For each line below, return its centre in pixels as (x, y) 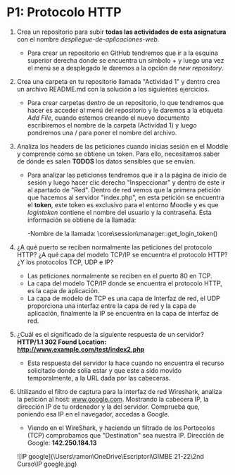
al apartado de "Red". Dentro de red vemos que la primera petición (124, 190)
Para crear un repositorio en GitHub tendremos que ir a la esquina (123, 53)
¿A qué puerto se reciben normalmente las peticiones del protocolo (114, 247)
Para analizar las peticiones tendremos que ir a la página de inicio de (127, 175)
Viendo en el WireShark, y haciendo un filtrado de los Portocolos (121, 428)
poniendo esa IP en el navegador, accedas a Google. (93, 414)
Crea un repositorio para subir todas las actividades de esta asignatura (121, 32)
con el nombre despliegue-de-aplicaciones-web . (88, 39)
